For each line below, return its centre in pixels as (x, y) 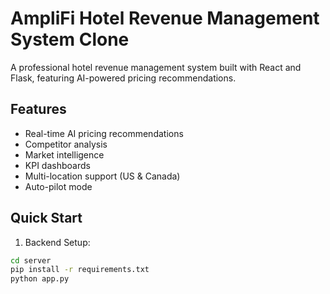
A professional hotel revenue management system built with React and (156, 67)
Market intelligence (64, 154)
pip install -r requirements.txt (80, 270)
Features (38, 109)
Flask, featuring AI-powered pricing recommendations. (123, 78)
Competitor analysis (66, 144)
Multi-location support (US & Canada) (102, 176)
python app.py (40, 279)
